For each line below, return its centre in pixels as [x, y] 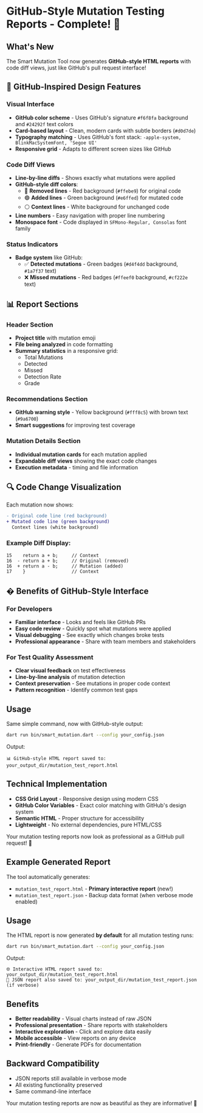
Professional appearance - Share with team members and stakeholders [105, 641]
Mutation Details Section [43, 441]
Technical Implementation [57, 784]
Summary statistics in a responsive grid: [67, 350]
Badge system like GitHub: [49, 258]
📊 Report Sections [43, 304]
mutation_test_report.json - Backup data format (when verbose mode [104, 895]
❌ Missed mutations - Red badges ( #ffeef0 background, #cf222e [106, 277]
